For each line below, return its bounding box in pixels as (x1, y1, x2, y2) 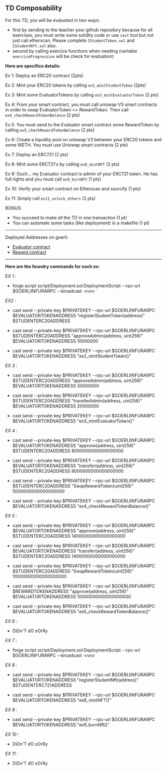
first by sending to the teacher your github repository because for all (12, 27, 153, 33)
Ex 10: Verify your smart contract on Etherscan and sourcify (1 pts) (5, 186, 141, 192)
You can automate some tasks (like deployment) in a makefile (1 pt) (12, 220, 150, 226)
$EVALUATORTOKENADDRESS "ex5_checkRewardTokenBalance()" (12, 608, 151, 614)
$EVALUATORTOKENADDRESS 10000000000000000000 (12, 593, 131, 599)
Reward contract (12, 249, 47, 255)
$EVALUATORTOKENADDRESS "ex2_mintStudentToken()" (12, 353, 131, 359)
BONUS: (5, 205, 22, 211)
